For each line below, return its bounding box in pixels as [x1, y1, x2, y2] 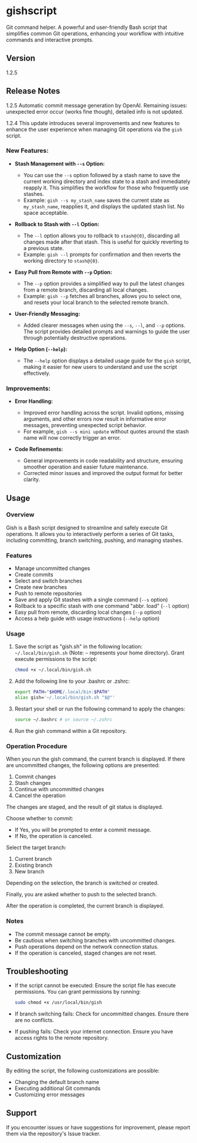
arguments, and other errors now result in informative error [23, 415, 166, 423]
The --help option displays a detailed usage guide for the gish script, [23, 357, 191, 364]
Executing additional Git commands [14, 1085, 101, 1092]
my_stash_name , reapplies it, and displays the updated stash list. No [23, 202, 185, 210]
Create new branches [14, 584, 68, 591]
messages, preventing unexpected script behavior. [23, 422, 146, 429]
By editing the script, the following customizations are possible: [6, 1067, 160, 1075]
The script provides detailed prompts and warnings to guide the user [23, 327, 190, 335]
